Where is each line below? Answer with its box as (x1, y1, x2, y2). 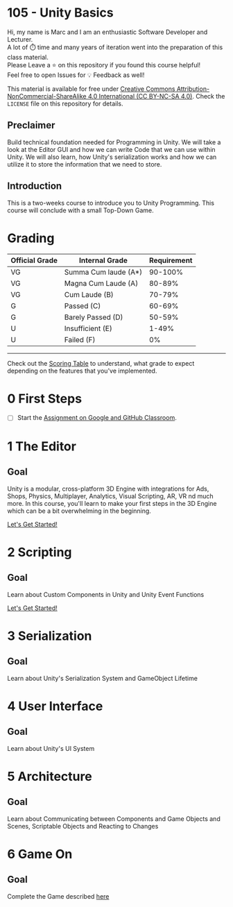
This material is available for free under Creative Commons (7, 85, 175, 93)
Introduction (7, 180, 62, 192)
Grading (7, 230, 55, 246)
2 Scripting (7, 544, 72, 560)
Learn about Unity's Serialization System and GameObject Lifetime (7, 674, 198, 682)
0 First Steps (7, 391, 82, 407)
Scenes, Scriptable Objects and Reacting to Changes (7, 822, 159, 830)
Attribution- (176, 85, 210, 93)
